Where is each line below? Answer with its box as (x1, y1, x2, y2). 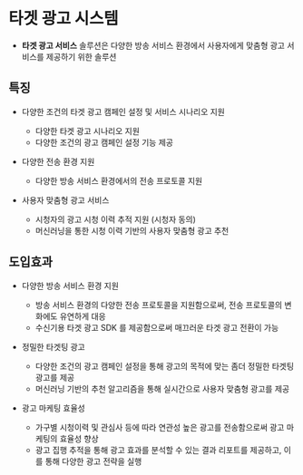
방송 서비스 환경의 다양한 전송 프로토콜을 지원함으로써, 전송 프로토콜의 (34, 299, 283, 310)
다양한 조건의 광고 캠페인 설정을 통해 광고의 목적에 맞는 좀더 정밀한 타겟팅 (34, 360, 295, 372)
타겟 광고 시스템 (8, 8, 119, 29)
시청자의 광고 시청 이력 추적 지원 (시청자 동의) (34, 214, 197, 225)
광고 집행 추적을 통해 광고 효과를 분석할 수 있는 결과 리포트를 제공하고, (34, 444, 282, 455)
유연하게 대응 (59, 310, 106, 322)
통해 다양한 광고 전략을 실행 (44, 455, 142, 467)
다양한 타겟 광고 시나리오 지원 (34, 125, 140, 136)
